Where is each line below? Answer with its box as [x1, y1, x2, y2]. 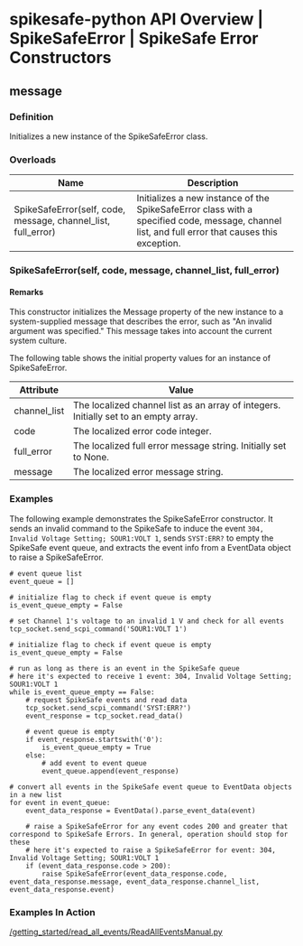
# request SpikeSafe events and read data [25, 695, 188, 704]
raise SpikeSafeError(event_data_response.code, [41, 869, 228, 878]
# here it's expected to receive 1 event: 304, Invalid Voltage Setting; [9, 672, 293, 681]
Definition [9, 110, 54, 123]
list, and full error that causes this [136, 226, 278, 238]
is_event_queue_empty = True [41, 743, 151, 752]
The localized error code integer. [72, 425, 212, 438]
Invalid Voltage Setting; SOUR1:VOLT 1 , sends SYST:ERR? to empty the [9, 533, 274, 543]
